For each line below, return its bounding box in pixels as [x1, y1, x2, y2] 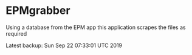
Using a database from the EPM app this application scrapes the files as [5, 24, 186, 31]
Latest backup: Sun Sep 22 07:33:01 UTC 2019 [5, 42, 123, 49]
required [5, 30, 27, 37]
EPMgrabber [5, 4, 70, 18]
